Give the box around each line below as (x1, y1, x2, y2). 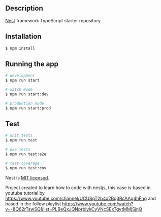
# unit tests (5, 133, 33, 138)
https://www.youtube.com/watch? (61, 200, 134, 207)
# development (5, 73, 36, 78)
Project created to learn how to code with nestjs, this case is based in (5, 185, 151, 191)
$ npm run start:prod (5, 105, 51, 111)
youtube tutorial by (5, 190, 45, 196)
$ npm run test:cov (5, 165, 47, 170)
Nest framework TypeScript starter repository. (5, 17, 102, 23)
